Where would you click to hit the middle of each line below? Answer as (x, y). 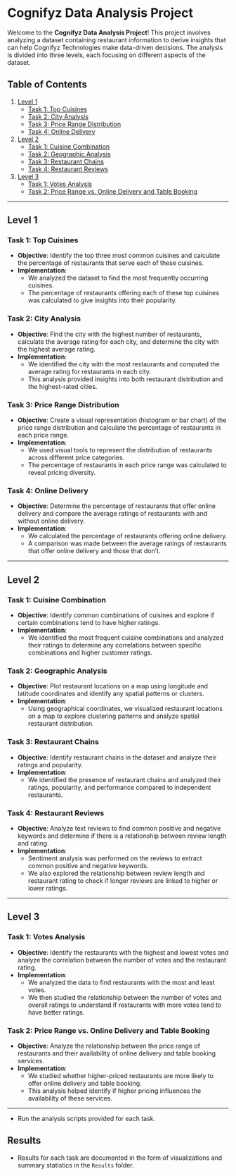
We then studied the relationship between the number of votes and (125, 997)
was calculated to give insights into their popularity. (102, 300)
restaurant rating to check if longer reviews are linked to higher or (123, 880)
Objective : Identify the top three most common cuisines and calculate (118, 256)
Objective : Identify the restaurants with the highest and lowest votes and (123, 952)
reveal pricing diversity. (62, 473)
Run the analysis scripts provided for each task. (86, 1118)
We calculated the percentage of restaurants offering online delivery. (127, 536)
